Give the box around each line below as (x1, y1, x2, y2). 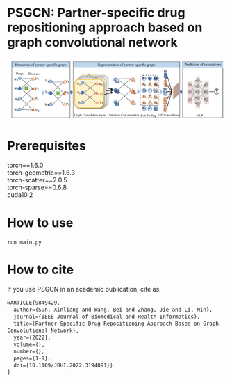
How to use (7, 215, 74, 231)
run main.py (7, 239, 42, 246)
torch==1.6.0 (7, 161, 44, 170)
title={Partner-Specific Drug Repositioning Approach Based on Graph (13, 320, 219, 328)
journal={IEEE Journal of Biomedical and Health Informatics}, (13, 313, 200, 321)
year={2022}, (13, 334, 51, 342)
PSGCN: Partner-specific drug (7, 5, 185, 21)
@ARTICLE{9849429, (7, 299, 60, 307)
